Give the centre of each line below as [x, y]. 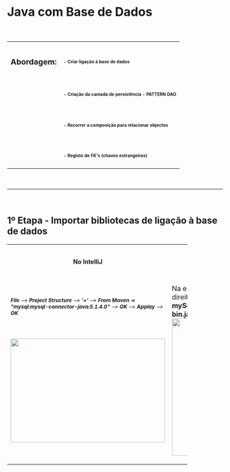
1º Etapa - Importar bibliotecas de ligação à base [112, 221]
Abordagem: [34, 61]
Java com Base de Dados [80, 12]
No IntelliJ [88, 261]
